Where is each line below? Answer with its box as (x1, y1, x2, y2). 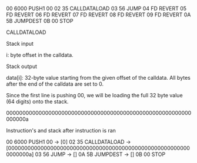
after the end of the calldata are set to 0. (6, 80, 104, 87)
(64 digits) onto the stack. (6, 98, 69, 105)
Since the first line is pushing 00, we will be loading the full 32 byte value (6, 92, 183, 99)
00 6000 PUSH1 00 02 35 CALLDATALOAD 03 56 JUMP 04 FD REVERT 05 (6, 5, 187, 12)
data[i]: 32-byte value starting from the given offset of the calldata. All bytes (6, 74, 191, 81)
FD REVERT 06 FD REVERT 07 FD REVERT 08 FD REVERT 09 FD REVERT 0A (6, 11, 191, 18)
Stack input (6, 40, 34, 47)
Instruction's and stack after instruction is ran (6, 127, 116, 134)
